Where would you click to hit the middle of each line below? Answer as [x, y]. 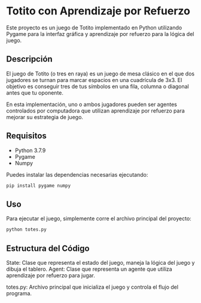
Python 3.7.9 [30, 150]
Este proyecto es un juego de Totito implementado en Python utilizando [94, 28]
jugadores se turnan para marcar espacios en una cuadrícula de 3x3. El [94, 80]
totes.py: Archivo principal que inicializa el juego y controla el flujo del [92, 287]
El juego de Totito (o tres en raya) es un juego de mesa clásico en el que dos [100, 74]
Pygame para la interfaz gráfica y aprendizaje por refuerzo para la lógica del [100, 34]
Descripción [29, 59]
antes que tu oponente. [35, 93]
